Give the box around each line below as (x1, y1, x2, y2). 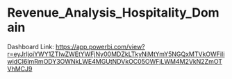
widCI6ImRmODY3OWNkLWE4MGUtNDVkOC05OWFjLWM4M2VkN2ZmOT (7, 57, 223, 65)
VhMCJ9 (7, 64, 33, 73)
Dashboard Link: (7, 42, 54, 51)
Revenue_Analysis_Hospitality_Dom (7, 5, 220, 21)
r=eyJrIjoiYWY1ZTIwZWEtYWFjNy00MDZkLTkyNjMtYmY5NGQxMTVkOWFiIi (7, 50, 225, 58)
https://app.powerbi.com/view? (55, 42, 146, 51)
